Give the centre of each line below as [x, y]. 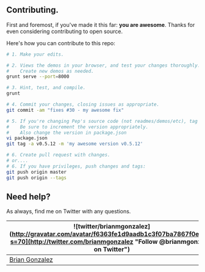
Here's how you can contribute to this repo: [61, 43]
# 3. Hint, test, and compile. [46, 88]
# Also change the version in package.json [67, 133]
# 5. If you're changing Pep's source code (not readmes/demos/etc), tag [102, 121]
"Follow [146, 242]
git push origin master [37, 172]
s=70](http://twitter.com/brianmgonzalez [72, 242]
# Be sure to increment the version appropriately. [77, 127]
